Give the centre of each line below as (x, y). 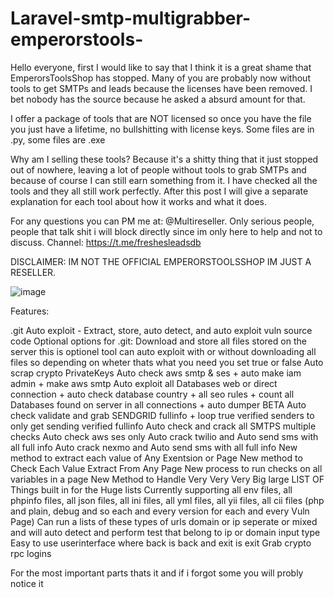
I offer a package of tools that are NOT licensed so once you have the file (161, 118)
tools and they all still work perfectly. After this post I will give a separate (159, 191)
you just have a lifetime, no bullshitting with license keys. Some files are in (162, 129)
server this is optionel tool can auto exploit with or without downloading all (163, 351)
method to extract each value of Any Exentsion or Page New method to (156, 458)
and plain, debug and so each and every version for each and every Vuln (160, 511)
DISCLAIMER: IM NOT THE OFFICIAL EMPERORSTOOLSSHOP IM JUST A (161, 261)
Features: (30, 311)
